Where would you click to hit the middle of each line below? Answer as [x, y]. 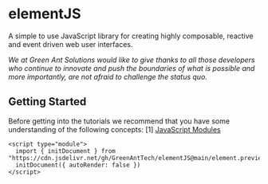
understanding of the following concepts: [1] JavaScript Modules [114, 129]
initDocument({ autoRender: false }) [78, 165]
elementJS [45, 14]
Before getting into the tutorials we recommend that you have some [119, 121]
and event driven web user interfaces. [71, 44]
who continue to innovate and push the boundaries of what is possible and [132, 68]
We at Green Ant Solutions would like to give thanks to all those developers [132, 60]
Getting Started [47, 102]
